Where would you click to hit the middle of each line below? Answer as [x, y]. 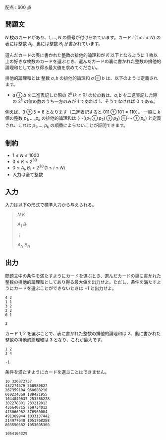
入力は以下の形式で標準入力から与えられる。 [51, 205]
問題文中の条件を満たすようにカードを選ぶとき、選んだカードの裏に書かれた [83, 276]
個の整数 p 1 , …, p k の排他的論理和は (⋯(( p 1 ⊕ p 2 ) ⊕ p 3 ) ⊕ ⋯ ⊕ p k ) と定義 [83, 118]
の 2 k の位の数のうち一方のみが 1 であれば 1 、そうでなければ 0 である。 [85, 101]
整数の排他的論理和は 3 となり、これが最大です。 [55, 340]
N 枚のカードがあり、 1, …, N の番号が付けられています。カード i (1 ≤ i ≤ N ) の [83, 37]
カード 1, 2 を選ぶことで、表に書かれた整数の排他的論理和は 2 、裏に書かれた [83, 333]
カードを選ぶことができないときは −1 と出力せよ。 [65, 288]
